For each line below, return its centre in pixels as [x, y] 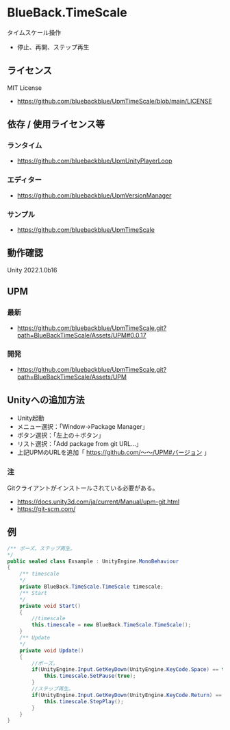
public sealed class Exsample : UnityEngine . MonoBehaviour [93, 561]
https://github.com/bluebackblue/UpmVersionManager [94, 195]
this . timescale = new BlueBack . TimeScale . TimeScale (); [112, 625]
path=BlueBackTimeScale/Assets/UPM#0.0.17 [81, 335]
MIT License [25, 88]
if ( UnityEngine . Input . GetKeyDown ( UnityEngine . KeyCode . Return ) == [127, 695]
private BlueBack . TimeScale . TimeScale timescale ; [92, 587]
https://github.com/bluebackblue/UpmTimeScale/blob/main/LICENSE [114, 101]
